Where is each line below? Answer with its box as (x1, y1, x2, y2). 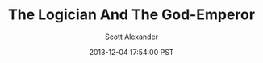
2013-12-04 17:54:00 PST (89, 47, 174, 57)
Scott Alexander (104, 32, 159, 41)
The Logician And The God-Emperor (7, 6, 256, 24)
